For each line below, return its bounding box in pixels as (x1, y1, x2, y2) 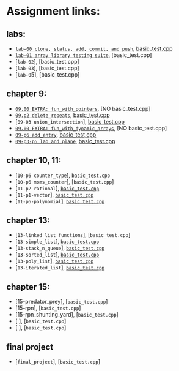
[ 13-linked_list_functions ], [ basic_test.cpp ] (15, 231, 131, 239)
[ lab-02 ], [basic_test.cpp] (15, 58, 79, 65)
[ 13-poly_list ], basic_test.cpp (15, 257, 94, 264)
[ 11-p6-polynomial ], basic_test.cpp (15, 197, 105, 204)
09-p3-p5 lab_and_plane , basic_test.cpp (15, 137, 115, 144)
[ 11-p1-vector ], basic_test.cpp (15, 191, 94, 198)
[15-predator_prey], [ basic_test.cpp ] (15, 298, 108, 305)
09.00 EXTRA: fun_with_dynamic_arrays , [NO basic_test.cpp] (15, 124, 167, 132)
